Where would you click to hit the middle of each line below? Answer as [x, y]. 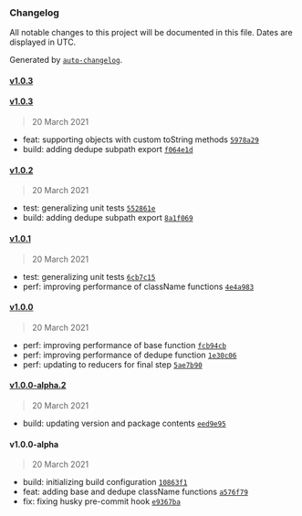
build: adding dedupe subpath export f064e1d [108, 150]
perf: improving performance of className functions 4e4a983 [138, 286]
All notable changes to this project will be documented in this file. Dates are [151, 33]
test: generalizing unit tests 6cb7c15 [89, 276]
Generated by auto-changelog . [66, 60]
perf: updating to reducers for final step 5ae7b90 [112, 364]
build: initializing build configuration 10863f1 [105, 482]
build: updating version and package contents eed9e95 [124, 423]
